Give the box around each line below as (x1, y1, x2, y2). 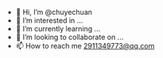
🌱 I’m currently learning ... (15, 24, 101, 33)
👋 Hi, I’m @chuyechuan (15, 8, 93, 16)
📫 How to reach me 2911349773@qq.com (15, 42, 155, 50)
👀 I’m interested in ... (15, 16, 83, 25)
